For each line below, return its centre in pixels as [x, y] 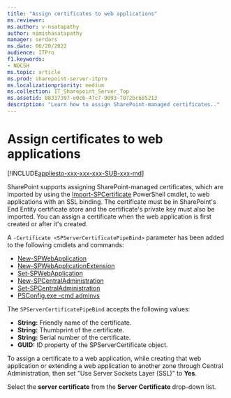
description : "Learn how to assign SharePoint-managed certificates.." [113, 105]
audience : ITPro [31, 53]
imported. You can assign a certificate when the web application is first [109, 216]
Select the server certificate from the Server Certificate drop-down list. [112, 386]
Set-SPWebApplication [50, 273]
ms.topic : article [34, 72]
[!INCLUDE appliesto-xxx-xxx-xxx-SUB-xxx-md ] [76, 173]
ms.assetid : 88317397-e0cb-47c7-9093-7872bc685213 [82, 98]
